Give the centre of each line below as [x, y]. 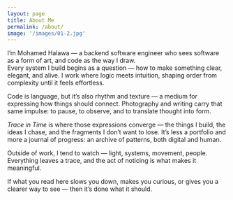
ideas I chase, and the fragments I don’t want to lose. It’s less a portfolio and [117, 132]
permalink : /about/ [36, 27]
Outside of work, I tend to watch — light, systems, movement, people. [107, 153]
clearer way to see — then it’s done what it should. [80, 189]
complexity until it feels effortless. [56, 83]
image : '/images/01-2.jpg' [46, 33]
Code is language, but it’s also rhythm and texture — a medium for [102, 97]
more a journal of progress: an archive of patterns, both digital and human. [114, 140]
